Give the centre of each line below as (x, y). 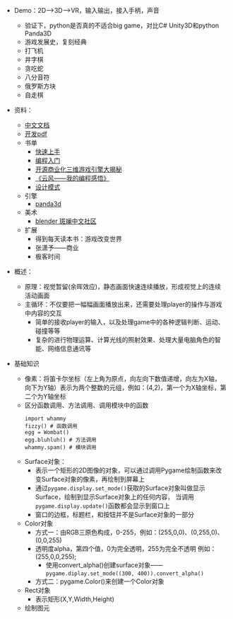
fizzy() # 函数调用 (51, 426)
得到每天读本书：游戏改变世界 (78, 239)
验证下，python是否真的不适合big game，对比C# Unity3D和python (122, 25)
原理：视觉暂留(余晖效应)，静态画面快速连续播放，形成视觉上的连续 (123, 286)
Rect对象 (37, 590)
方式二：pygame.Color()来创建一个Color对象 (100, 581)
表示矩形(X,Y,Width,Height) (75, 599)
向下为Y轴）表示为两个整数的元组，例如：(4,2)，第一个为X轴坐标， (123, 387)
